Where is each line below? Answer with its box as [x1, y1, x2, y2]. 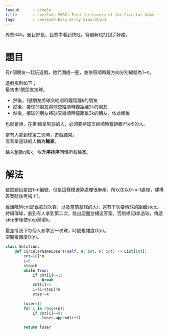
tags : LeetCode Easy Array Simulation [5, 17, 106, 22]
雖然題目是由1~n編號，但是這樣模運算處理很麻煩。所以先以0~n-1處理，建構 [5, 187, 164, 193]
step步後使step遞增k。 [5, 217, 53, 223]
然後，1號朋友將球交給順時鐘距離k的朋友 [12, 98, 98, 104]
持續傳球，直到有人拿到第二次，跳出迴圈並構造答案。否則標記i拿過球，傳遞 [5, 210, 163, 217]
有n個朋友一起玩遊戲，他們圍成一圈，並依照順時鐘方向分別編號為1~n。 [5, 69, 154, 76]
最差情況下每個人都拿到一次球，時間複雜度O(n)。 [5, 228, 109, 234]
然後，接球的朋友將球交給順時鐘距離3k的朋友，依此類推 [12, 110, 130, 116]
